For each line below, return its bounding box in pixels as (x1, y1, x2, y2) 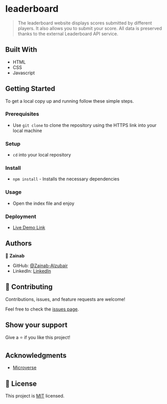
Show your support (5, 321, 68, 329)
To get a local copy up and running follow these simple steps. (5, 98, 134, 104)
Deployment (5, 213, 37, 220)
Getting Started (5, 84, 55, 93)
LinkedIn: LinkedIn (12, 268, 51, 274)
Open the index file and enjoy (12, 200, 75, 206)
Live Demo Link (12, 225, 45, 231)
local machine (12, 128, 42, 134)
